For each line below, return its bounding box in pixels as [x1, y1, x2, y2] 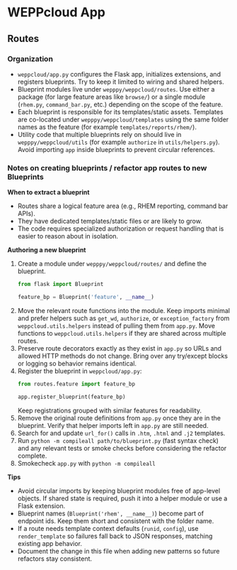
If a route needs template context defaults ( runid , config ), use [17, 524, 199, 532]
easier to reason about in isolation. [17, 232, 119, 241]
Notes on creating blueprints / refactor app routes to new [7, 163, 207, 172]
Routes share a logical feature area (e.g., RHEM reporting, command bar [17, 202, 229, 210]
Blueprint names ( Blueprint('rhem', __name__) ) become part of [17, 509, 204, 517]
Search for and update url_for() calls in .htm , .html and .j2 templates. [17, 429, 226, 437]
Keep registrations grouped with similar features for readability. [17, 406, 202, 415]
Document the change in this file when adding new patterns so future [17, 547, 221, 555]
